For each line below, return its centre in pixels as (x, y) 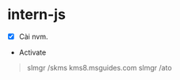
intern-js (37, 15)
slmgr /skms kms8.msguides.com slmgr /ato (99, 68)
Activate (33, 52)
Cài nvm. (33, 36)
